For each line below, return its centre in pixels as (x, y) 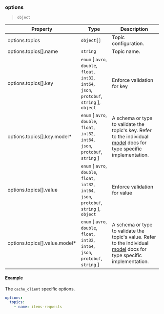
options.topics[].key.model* (40, 137)
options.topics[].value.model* (42, 243)
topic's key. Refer (132, 130)
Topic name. (126, 51)
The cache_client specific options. (40, 289)
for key (120, 86)
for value (122, 193)
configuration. (128, 44)
